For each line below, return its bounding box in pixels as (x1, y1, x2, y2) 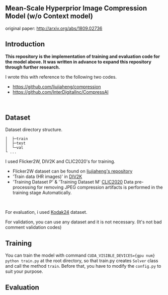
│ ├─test (5, 141, 26, 146)
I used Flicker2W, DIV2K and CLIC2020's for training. (5, 158, 116, 164)
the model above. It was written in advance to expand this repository (5, 58, 152, 65)
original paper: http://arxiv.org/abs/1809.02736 (5, 25, 103, 31)
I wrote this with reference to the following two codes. (5, 74, 117, 80)
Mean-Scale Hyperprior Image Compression (5, 4, 147, 13)
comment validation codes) (5, 224, 62, 230)
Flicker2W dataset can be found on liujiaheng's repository (12, 168, 133, 174)
